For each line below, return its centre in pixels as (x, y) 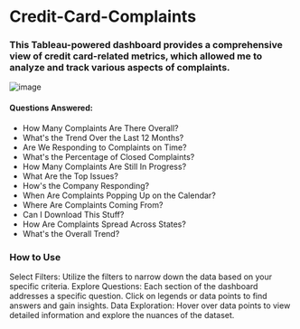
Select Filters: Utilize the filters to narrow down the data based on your (141, 277)
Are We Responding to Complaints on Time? (104, 147)
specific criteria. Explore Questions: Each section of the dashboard (134, 286)
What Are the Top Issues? (70, 176)
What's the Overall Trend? (71, 233)
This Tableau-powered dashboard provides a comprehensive (146, 45)
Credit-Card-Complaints (103, 17)
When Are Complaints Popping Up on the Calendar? (119, 195)
